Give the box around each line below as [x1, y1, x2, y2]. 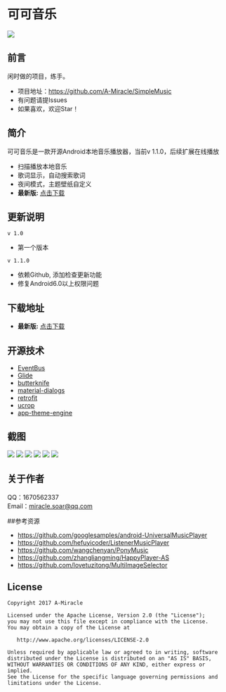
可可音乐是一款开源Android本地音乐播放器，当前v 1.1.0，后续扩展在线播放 [7, 147, 220, 156]
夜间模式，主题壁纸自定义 [17, 180, 92, 188]
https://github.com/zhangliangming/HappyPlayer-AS [17, 553, 170, 562]
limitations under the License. [7, 680, 102, 687]
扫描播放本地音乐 [17, 162, 67, 170]
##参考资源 [7, 517, 40, 525]
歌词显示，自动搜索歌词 [17, 170, 86, 180]
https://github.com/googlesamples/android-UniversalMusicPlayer [17, 531, 208, 539]
